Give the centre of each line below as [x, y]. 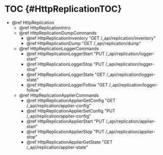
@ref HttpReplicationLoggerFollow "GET [67, 85]
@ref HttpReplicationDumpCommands [58, 33]
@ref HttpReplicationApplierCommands [59, 95]
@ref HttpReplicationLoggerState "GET [66, 74]
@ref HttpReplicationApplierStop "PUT [65, 132]
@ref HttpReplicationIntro [45, 27]
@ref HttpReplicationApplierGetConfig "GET [71, 100]
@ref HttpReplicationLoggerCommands [59, 48]
